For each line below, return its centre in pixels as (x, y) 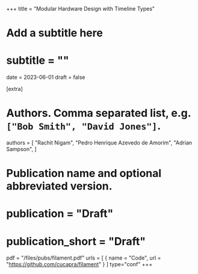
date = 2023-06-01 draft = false (46, 77)
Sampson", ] (22, 149)
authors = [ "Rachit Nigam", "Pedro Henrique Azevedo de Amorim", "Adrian (99, 143)
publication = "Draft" (60, 214)
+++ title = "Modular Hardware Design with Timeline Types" (81, 9)
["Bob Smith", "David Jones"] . (84, 126)
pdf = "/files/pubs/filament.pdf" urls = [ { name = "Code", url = (84, 258)
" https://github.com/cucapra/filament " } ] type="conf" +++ (79, 264)
